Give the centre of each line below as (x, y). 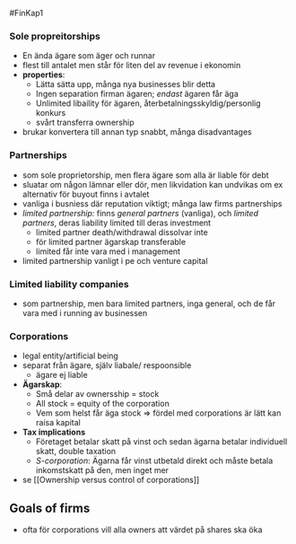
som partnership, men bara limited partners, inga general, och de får (149, 303)
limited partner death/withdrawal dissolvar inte (122, 232)
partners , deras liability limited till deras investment (117, 223)
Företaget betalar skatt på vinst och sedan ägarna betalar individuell (161, 442)
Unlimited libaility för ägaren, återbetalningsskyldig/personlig (148, 103)
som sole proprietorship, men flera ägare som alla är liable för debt (145, 175)
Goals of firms (50, 508)
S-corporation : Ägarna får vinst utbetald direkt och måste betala (154, 461)
